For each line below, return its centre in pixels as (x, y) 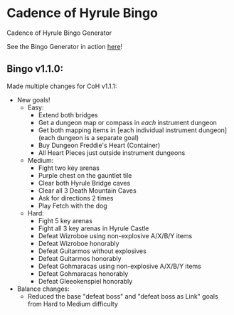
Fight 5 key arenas (65, 220)
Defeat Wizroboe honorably (79, 243)
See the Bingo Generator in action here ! (64, 46)
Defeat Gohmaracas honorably (83, 273)
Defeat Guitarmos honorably (80, 258)
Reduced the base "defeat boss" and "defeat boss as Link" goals (123, 296)
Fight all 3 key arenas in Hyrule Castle (94, 228)
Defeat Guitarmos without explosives (92, 251)
